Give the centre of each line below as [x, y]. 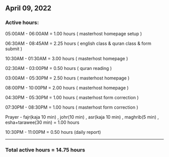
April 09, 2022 [28, 8]
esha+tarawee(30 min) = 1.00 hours [42, 122]
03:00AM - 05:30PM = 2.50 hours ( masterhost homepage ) [67, 78]
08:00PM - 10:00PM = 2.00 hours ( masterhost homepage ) [67, 88]
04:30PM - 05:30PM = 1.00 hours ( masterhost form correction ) [72, 97]
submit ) [14, 49]
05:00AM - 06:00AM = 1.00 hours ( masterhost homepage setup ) [74, 33]
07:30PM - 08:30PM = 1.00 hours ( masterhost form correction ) [72, 107]
